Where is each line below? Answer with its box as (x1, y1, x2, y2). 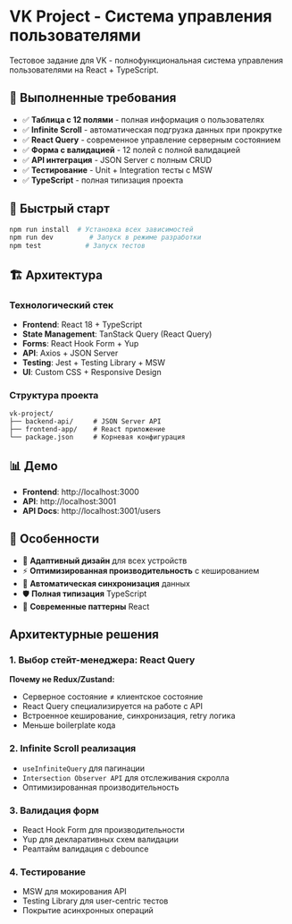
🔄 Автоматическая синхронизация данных (21, 577, 190, 588)
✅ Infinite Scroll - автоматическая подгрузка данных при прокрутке (21, 124, 283, 135)
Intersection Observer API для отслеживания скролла (21, 772, 229, 783)
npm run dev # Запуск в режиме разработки (9, 233, 202, 243)
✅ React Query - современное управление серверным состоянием (21, 134, 281, 145)
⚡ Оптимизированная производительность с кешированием (21, 565, 260, 576)
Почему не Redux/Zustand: (9, 674, 115, 685)
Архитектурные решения (9, 627, 159, 642)
